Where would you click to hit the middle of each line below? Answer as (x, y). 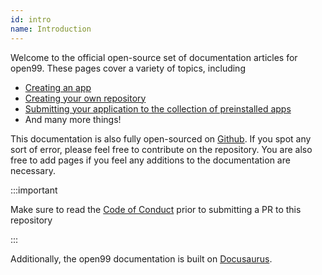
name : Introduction (51, 29)
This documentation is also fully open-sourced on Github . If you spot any (161, 138)
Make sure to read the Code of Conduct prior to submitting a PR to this (156, 209)
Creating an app (58, 87)
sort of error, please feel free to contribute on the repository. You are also (161, 149)
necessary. (33, 170)
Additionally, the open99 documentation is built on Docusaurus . (141, 258)
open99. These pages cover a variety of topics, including (128, 68)
